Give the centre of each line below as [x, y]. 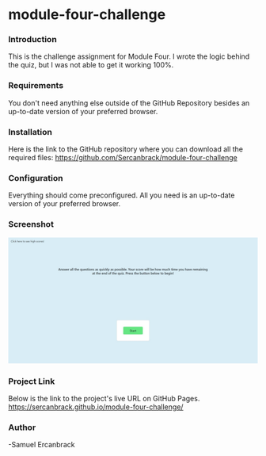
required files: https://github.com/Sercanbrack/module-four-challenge [123, 158]
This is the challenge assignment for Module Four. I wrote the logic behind [129, 56]
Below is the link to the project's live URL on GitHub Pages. [104, 398]
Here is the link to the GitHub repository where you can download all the [126, 149]
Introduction [32, 40]
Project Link [32, 381]
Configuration [36, 178]
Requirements [36, 86]
